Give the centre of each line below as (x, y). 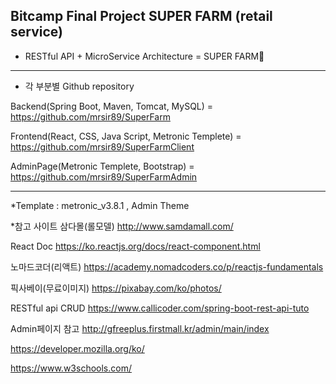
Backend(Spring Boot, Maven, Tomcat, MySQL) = (112, 106)
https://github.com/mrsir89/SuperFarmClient (102, 146)
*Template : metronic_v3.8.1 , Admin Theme (100, 205)
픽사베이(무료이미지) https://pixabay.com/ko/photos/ (116, 288)
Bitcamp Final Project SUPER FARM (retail (141, 16)
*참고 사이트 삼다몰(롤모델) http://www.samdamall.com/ (122, 226)
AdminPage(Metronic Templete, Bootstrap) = (102, 166)
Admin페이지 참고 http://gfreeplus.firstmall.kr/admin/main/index (140, 328)
